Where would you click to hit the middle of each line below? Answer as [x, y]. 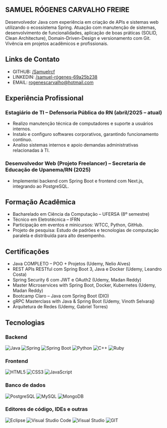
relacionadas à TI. [31, 151]
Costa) [19, 274]
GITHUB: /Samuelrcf [34, 71]
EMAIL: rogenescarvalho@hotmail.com [53, 82]
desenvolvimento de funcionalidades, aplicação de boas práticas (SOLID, [81, 33]
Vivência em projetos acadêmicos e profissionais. [57, 43]
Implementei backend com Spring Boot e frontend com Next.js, [78, 181]
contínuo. [22, 139]
